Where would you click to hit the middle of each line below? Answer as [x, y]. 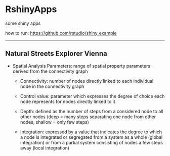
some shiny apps [23, 23]
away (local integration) [45, 148]
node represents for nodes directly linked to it [68, 101]
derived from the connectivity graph [50, 71]
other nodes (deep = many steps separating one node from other [88, 117]
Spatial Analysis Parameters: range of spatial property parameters [81, 66]
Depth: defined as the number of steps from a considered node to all [92, 111]
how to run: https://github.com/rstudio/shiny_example [61, 33]
